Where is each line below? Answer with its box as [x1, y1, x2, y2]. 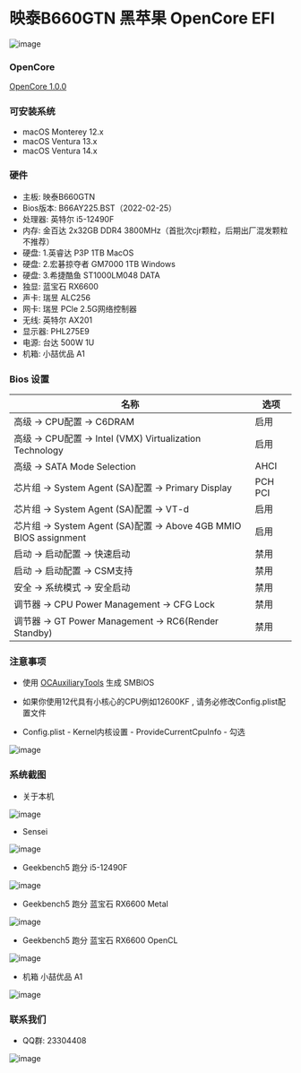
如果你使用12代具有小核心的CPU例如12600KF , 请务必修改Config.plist [21, 697, 279, 707]
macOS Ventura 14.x [21, 145, 98, 156]
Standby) [13, 627, 53, 639]
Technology [13, 445, 64, 457]
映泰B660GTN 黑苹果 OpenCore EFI [9, 8, 275, 29]
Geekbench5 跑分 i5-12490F [21, 861, 128, 872]
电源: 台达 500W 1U [21, 337, 95, 348]
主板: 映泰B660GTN [21, 191, 96, 202]
